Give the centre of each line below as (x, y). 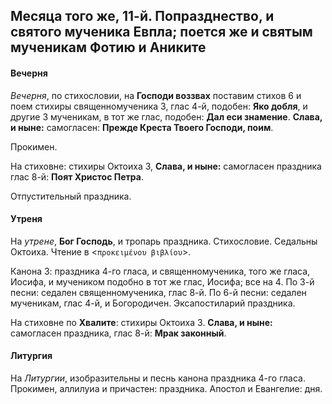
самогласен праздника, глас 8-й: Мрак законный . (118, 333)
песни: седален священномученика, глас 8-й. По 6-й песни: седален (158, 292)
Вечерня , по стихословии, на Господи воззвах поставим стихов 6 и (156, 95)
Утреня (26, 219)
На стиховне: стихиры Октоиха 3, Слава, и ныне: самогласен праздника (166, 166)
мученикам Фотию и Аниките (108, 47)
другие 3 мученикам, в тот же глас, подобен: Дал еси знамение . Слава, (166, 116)
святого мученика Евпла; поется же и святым (161, 32)
